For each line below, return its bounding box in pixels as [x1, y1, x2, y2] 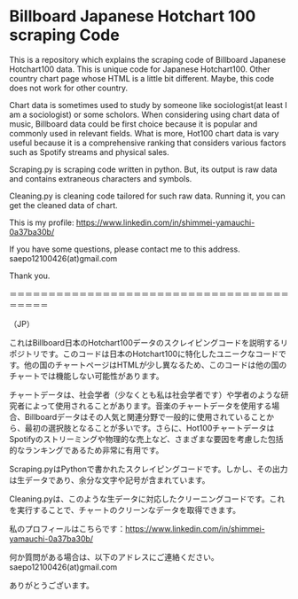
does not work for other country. [9, 82, 129, 93]
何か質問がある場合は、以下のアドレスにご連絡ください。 [9, 551, 219, 562]
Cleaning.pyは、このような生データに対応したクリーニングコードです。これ [9, 494, 286, 504]
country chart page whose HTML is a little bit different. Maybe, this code [9, 73, 275, 83]
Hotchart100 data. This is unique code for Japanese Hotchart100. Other [9, 64, 271, 74]
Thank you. [9, 270, 51, 281]
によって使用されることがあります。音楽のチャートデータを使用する [24, 401, 272, 411]
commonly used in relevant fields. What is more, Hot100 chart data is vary [9, 128, 279, 138]
